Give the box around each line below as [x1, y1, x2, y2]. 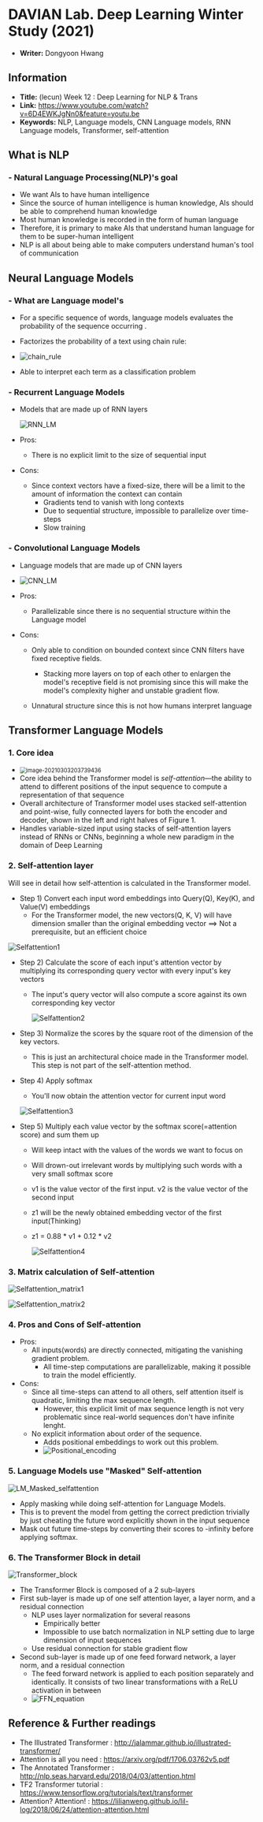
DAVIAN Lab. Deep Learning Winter [8, 6, 244, 24]
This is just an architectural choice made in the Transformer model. [31, 1052, 250, 1062]
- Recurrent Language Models [8, 387, 125, 398]
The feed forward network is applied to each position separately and [31, 1668, 254, 1678]
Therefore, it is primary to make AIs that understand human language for [19, 223, 255, 233]
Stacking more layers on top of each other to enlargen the [43, 668, 231, 679]
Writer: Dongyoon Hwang [19, 48, 104, 58]
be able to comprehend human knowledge [19, 206, 157, 216]
